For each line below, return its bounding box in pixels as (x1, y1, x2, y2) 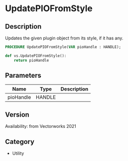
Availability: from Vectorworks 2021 (5, 124, 77, 129)
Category (5, 137, 35, 146)
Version (5, 110, 29, 119)
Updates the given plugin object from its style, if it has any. (5, 35, 124, 41)
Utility (12, 150, 24, 156)
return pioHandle (14, 58, 49, 63)
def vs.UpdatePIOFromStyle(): (5, 53, 67, 58)
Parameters (5, 72, 42, 80)
